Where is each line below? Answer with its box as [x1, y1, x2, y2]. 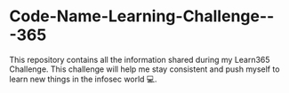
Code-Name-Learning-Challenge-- [9, 6, 275, 27]
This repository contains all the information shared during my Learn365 [9, 54, 270, 65]
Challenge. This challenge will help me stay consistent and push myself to [9, 64, 280, 74]
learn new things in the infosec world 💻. [9, 74, 157, 84]
